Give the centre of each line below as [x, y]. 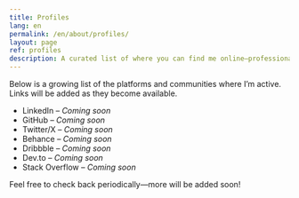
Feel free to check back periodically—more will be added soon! [125, 184]
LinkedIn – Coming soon [66, 111]
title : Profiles [39, 17]
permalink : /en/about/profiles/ [69, 34]
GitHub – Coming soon [63, 120]
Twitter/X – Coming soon [67, 129]
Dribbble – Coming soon [66, 148]
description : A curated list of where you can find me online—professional [153, 59]
